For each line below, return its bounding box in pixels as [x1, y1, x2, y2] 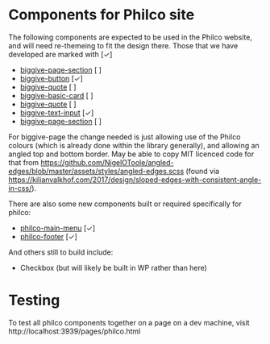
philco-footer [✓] [19, 231, 78, 241]
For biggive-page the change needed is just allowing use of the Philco [8, 131, 241, 142]
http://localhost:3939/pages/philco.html [8, 326, 141, 336]
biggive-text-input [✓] [19, 107, 94, 118]
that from [8, 157, 39, 167]
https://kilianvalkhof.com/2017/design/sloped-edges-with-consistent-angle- [8, 175, 262, 184]
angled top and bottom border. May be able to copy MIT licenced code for [8, 149, 255, 159]
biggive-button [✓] [19, 73, 83, 83]
